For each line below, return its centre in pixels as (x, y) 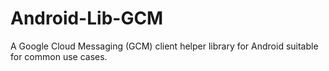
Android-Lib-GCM (87, 18)
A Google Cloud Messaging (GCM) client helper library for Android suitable (164, 46)
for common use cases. (59, 56)
